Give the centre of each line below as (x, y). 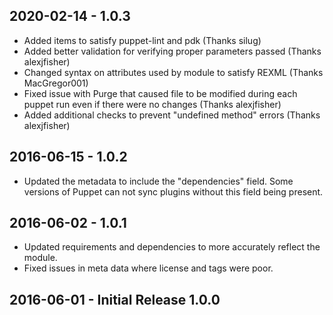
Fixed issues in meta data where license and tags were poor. (148, 268)
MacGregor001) (56, 83)
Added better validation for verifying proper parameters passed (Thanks (172, 51)
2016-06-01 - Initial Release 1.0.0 (115, 299)
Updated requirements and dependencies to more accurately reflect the (172, 247)
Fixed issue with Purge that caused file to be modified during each (160, 93)
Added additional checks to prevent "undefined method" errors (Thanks (172, 115)
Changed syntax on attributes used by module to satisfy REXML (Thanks (173, 72)
